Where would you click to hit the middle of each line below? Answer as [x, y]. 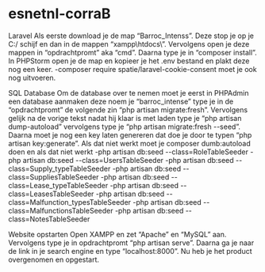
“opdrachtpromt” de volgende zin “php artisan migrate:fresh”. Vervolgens [128, 110]
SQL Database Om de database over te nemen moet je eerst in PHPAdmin [129, 93]
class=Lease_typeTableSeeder [58, 185]
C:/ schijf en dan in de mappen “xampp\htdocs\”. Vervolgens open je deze [129, 43]
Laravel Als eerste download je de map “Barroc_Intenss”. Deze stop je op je [131, 36]
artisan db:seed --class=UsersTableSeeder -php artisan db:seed [128, 160]
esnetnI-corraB [60, 14]
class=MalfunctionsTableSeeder [61, 210]
